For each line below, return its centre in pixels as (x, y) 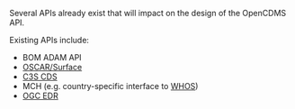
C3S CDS (40, 77)
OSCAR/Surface (52, 67)
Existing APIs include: (49, 40)
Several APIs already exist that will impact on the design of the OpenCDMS (148, 13)
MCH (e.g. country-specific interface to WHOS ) (110, 86)
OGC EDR (40, 95)
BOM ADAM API (52, 57)
